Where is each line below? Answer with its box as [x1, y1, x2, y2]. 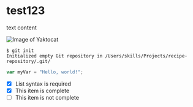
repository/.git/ [6, 58, 51, 64]
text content [6, 24, 37, 31]
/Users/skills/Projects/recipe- [105, 53, 188, 59]
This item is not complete [15, 94, 80, 101]
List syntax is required [15, 80, 72, 87]
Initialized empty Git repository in [6, 53, 103, 59]
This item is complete [15, 87, 70, 94]
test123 [6, 4, 45, 18]
